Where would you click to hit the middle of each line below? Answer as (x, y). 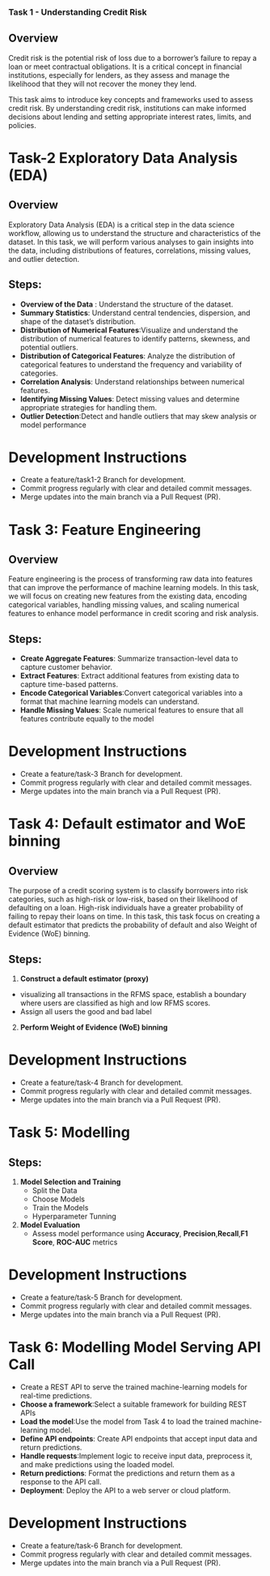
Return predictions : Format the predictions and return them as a (127, 1473)
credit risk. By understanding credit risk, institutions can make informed (127, 108)
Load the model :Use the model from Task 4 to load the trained (124, 1421)
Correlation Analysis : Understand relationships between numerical (132, 381)
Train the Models (60, 1207)
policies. (22, 125)
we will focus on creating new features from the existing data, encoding (128, 596)
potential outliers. (49, 347)
